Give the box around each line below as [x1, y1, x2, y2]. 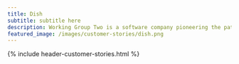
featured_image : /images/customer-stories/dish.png [7, 30, 164, 38]
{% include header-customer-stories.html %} [7, 50, 140, 58]
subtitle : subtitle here [7, 17, 81, 24]
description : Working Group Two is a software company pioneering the [7, 23, 221, 31]
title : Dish [7, 10, 43, 18]
